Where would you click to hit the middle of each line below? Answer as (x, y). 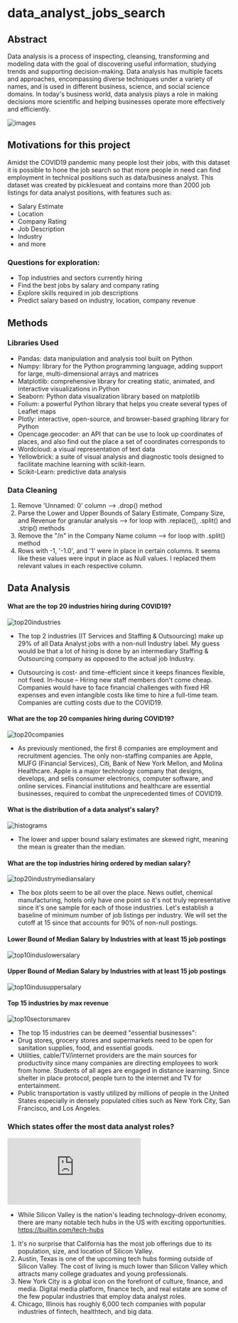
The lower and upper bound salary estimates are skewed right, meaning (123, 839)
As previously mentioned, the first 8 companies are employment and (118, 748)
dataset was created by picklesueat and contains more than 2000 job (109, 185)
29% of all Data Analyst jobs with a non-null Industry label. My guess (119, 643)
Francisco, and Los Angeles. (59, 1108)
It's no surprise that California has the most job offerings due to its (114, 1243)
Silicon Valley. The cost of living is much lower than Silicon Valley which (123, 1266)
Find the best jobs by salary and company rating (88, 285)
